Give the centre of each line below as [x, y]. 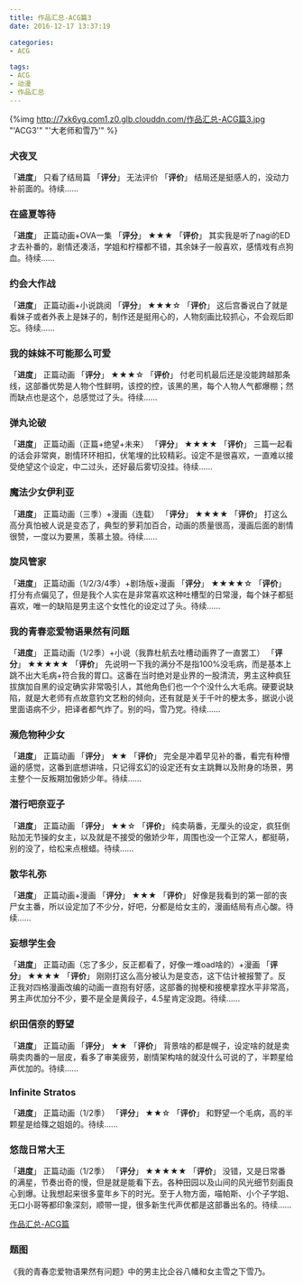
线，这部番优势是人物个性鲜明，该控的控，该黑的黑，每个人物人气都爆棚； [147, 385]
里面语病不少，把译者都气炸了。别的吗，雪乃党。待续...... [115, 709]
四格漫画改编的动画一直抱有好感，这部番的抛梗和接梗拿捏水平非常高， [163, 987]
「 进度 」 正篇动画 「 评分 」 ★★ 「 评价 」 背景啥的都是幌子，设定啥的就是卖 [150, 1045]
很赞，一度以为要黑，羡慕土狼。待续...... [83, 536]
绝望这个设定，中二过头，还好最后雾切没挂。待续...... [115, 467]
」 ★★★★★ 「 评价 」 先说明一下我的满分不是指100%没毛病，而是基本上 [155, 664]
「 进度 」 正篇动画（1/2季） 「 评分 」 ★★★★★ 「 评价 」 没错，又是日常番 [148, 1171]
